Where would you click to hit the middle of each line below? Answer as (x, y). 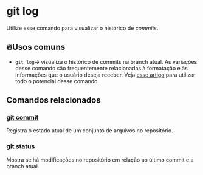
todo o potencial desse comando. (57, 81)
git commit (22, 118)
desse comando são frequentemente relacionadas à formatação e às (101, 68)
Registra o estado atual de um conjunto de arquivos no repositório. (90, 131)
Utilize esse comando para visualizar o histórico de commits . (82, 28)
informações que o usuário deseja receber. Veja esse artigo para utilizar (105, 75)
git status (21, 146)
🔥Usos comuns (36, 47)
